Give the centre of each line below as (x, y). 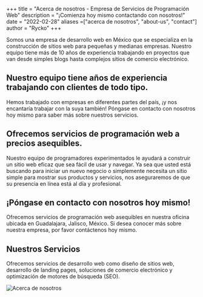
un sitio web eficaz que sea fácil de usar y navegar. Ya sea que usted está (99, 164)
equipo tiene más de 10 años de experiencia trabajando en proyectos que (98, 53)
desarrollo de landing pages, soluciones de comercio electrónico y (89, 270)
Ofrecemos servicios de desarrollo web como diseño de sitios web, (90, 264)
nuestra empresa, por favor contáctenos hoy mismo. (72, 230)
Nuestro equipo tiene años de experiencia (87, 78)
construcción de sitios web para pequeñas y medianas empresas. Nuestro (99, 46)
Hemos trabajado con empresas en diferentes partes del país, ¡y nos (92, 102)
